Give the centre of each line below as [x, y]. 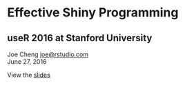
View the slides [29, 75]
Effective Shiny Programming [93, 13]
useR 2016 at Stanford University [80, 38]
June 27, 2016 [27, 62]
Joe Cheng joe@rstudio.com [48, 54]
